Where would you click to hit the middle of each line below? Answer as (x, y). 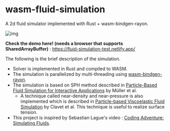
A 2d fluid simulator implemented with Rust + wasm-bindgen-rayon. (77, 24)
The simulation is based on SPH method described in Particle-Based (85, 85)
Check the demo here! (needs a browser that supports (64, 43)
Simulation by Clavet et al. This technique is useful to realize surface (92, 106)
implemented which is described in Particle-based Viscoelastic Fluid (92, 101)
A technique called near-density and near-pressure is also (82, 96)
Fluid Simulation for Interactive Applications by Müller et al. (75, 90)
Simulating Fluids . (31, 123)
